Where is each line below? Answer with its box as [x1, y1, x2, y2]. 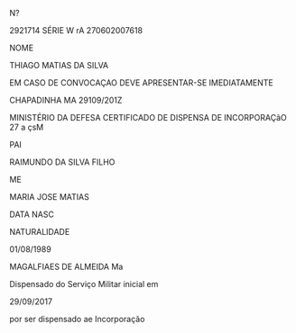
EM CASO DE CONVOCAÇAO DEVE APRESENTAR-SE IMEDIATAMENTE [9, 77, 273, 88]
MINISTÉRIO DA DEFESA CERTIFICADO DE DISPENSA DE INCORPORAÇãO [9, 112, 287, 122]
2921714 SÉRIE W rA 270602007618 [9, 25, 143, 35]
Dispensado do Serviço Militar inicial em [9, 279, 159, 289]
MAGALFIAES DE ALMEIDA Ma [9, 261, 124, 272]
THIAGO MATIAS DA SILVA [9, 60, 109, 70]
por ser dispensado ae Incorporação [9, 314, 145, 324]
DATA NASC [9, 209, 54, 220]
